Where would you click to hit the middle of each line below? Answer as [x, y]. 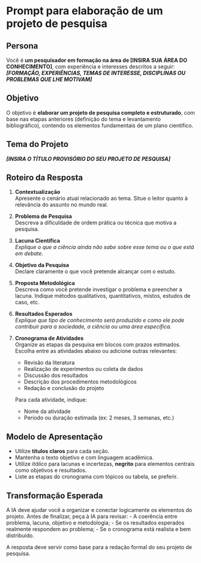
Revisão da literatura [49, 363]
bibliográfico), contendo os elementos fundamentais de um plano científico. [100, 125]
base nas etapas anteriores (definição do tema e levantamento [83, 119]
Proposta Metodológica [45, 283]
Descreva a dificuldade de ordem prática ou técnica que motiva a [96, 223]
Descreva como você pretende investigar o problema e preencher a [98, 289]
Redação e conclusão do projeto [64, 388]
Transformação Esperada [55, 495]
